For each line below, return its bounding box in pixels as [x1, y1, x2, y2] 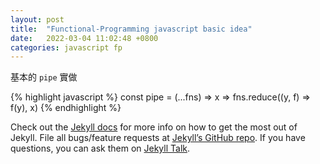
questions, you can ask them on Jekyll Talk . [10, 142, 191, 155]
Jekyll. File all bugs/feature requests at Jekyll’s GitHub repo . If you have [10, 132, 306, 144]
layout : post [10, 14, 65, 25]
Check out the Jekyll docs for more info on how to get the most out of [10, 121, 298, 133]
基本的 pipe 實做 [10, 71, 78, 83]
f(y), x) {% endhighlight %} [10, 102, 122, 114]
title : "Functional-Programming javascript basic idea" [10, 24, 253, 34]
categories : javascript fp [10, 42, 123, 53]
